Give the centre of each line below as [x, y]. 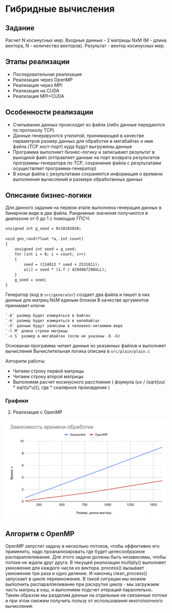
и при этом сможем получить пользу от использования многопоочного [84, 601]
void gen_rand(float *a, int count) [44, 239]
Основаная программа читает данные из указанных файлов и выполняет [86, 346]
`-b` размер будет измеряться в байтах [48, 316]
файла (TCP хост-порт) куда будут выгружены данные [72, 146]
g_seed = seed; [31, 280]
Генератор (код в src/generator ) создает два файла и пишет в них [78, 295]
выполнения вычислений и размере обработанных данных [78, 179]
